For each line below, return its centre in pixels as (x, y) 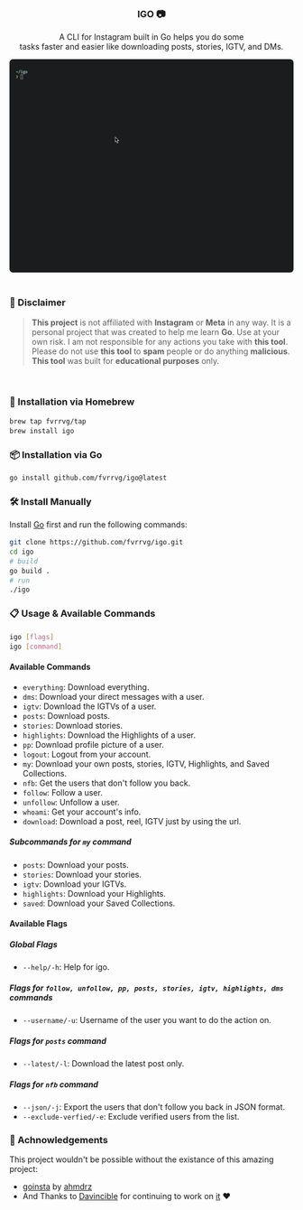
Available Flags (38, 924)
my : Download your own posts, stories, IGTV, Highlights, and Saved (146, 763)
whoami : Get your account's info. (82, 812)
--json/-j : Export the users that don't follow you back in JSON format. (154, 1107)
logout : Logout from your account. (87, 754)
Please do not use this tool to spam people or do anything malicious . (161, 351)
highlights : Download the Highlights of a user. (109, 735)
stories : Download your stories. (82, 874)
